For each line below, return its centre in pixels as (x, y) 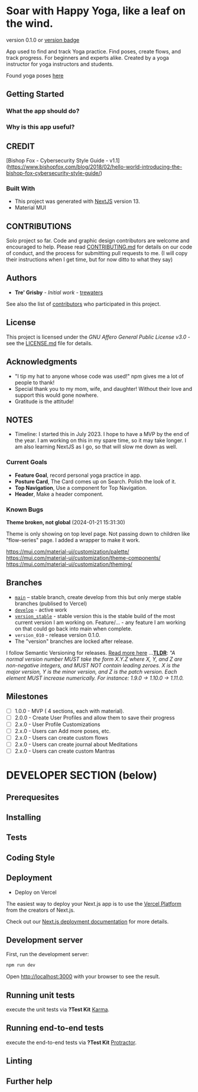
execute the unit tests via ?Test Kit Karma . (58, 1010)
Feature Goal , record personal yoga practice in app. (78, 475)
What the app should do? (43, 111)
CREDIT (21, 146)
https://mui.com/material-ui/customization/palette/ (68, 551)
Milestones (27, 697)
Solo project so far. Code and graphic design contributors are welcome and (98, 241)
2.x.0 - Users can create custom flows (61, 737)
